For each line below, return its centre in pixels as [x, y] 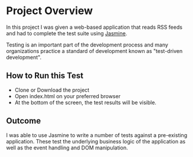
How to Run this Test [45, 76]
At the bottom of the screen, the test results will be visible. [85, 102]
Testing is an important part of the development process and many [87, 45]
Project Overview [50, 11]
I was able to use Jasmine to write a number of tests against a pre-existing [97, 135]
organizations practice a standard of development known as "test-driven [94, 51]
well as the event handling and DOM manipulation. [67, 148]
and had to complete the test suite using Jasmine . [67, 33]
